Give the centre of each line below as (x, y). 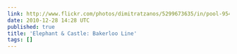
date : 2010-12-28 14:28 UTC (49, 20)
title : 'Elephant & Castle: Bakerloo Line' (72, 33)
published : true (31, 27)
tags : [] (20, 40)
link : (15, 14)
